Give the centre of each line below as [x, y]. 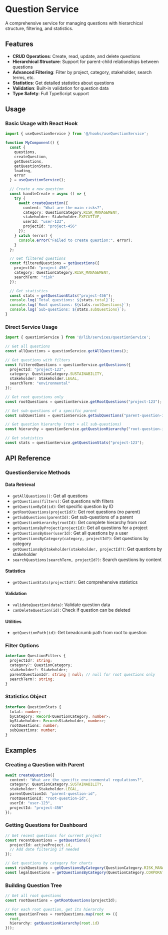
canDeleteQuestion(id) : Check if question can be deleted [71, 610]
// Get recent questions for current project [53, 835]
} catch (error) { [33, 236]
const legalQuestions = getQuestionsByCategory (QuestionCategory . [76, 872]
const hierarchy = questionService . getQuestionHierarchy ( [67, 429]
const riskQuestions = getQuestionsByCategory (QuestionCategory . [74, 868]
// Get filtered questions [38, 259]
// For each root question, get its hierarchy [54, 909]
